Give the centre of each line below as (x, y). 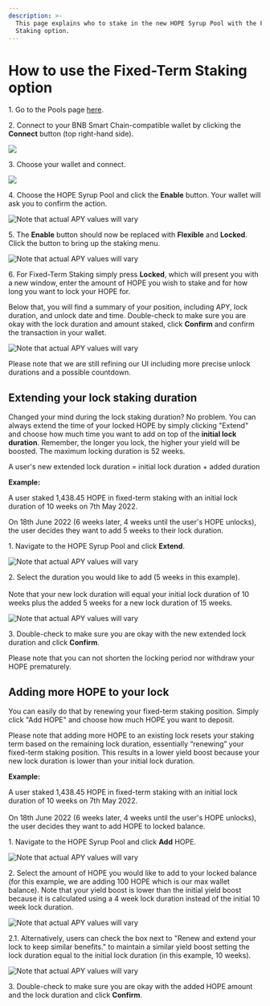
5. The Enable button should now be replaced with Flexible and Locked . (128, 235)
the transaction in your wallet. (57, 333)
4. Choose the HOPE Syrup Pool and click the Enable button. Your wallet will (135, 195)
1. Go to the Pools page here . (56, 110)
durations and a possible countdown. (70, 372)
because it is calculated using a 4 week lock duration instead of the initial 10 (134, 898)
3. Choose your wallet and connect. (67, 165)
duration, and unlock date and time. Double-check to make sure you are (127, 316)
